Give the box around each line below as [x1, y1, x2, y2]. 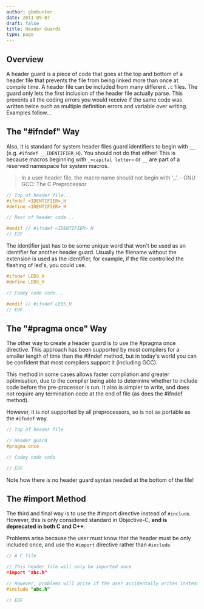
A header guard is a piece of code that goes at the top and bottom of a [6, 70, 183, 77]
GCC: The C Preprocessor [21, 180, 87, 187]
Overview [6, 54, 44, 64]
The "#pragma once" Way [6, 323, 107, 333]
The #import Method [6, 493, 86, 504]
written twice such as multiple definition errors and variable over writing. [6, 102, 188, 110]
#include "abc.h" [6, 586, 50, 592]
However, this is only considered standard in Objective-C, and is [6, 517, 168, 524]
